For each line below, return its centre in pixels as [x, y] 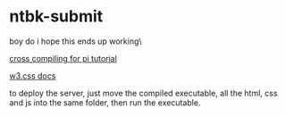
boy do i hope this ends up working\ [76, 41]
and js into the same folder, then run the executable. [105, 102]
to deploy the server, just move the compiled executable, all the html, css [143, 93]
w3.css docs [33, 75]
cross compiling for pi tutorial [63, 58]
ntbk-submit [56, 17]
